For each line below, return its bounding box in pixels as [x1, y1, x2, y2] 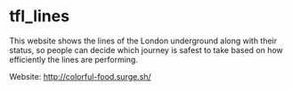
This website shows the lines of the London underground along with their [9, 35, 278, 46]
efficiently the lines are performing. [9, 54, 138, 64]
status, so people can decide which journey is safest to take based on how [9, 44, 283, 55]
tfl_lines [9, 6, 69, 27]
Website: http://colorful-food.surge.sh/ [9, 71, 151, 81]
